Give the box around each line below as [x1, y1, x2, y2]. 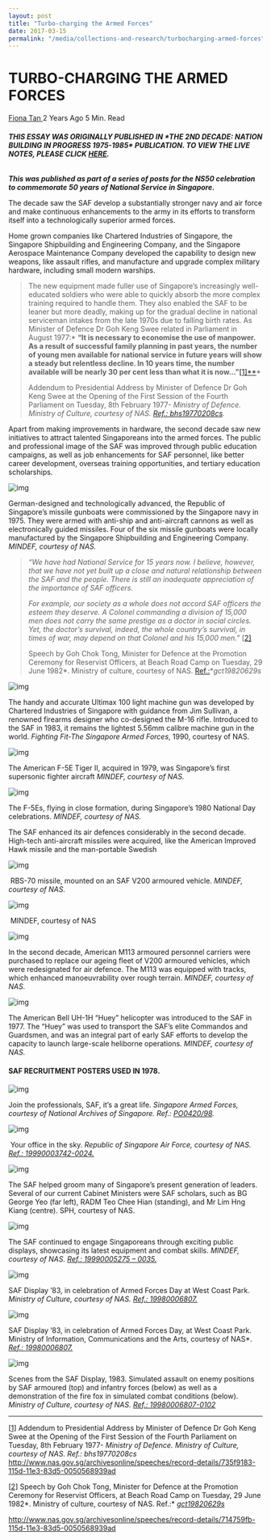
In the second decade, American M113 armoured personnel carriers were [8, 948, 252, 957]
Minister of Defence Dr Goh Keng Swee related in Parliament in [27, 325, 238, 334]
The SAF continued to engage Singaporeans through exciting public [8, 1237, 234, 1246]
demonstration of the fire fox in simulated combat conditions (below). [8, 1391, 239, 1401]
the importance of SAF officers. [27, 583, 133, 593]
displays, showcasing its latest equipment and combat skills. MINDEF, [8, 1245, 240, 1255]
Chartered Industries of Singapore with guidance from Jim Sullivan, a [8, 706, 238, 716]
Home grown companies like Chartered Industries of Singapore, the [8, 231, 233, 241]
